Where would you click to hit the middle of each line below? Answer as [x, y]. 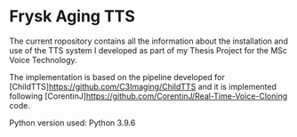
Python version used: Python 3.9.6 [72, 123]
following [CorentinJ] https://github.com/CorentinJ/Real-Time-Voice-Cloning [148, 96]
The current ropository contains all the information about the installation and [149, 41]
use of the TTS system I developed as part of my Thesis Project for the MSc [148, 50]
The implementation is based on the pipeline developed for [117, 77]
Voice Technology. [43, 60]
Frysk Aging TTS [72, 16]
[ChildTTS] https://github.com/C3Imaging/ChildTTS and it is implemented [143, 86]
